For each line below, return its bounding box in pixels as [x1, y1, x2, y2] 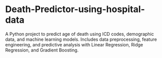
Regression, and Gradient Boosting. [5, 47, 79, 53]
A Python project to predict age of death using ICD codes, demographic [5, 31, 154, 37]
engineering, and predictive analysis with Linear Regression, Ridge [5, 41, 143, 47]
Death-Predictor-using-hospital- [5, 4, 145, 15]
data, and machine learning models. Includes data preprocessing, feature [5, 36, 157, 42]
